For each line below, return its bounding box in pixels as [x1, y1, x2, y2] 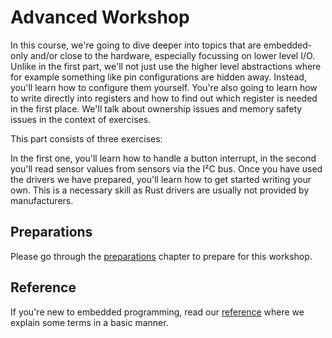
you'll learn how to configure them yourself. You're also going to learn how [10, 81, 318, 93]
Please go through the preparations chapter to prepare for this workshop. [10, 250, 313, 262]
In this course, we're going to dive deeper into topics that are [10, 39, 262, 51]
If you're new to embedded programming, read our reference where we [10, 306, 305, 318]
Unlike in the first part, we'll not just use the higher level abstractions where [10, 60, 322, 72]
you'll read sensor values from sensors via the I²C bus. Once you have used [10, 162, 323, 175]
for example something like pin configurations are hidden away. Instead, [10, 71, 307, 83]
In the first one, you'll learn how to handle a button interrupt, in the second [10, 152, 317, 164]
